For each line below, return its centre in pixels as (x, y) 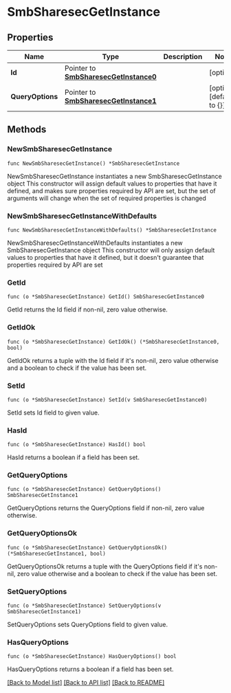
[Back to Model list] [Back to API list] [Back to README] (86, 683)
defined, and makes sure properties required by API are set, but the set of (112, 190)
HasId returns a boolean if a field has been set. (73, 457)
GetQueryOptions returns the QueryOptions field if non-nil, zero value (106, 508)
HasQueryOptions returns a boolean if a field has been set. (90, 669)
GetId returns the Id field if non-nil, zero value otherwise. (88, 309)
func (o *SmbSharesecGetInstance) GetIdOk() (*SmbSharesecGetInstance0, (113, 342)
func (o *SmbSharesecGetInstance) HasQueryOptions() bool (92, 657)
